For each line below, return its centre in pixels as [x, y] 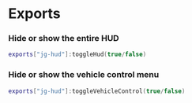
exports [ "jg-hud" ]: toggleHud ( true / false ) [77, 55]
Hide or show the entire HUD [64, 39]
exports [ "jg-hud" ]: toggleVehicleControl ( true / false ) [97, 91]
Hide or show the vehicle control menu [84, 75]
